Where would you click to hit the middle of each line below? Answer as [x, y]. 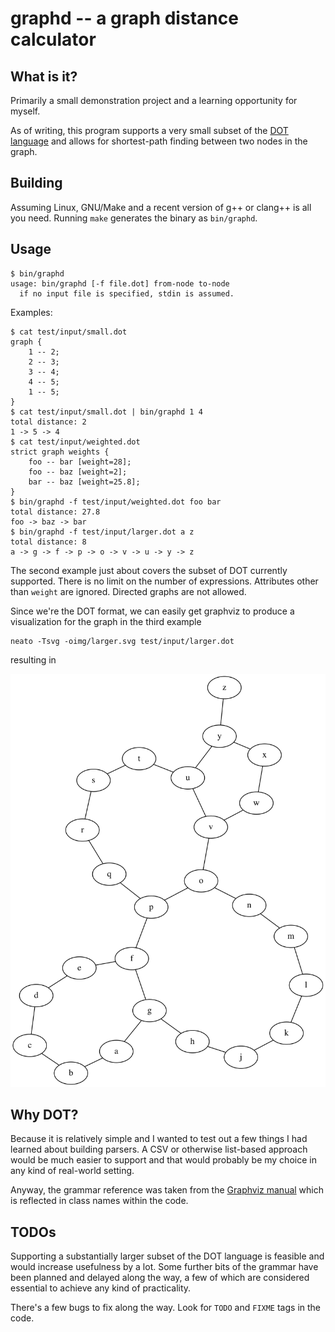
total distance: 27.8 [55, 512]
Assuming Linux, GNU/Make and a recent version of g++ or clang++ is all [161, 207]
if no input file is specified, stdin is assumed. [127, 293]
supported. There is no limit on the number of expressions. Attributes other [164, 581]
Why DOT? [44, 1115]
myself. [25, 111]
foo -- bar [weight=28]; [80, 462]
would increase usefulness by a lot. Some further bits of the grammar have [164, 1267]
